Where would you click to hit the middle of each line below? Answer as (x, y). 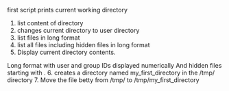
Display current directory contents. (66, 52)
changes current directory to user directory (78, 30)
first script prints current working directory (68, 10)
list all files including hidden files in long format (83, 45)
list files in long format (48, 38)
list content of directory (50, 23)
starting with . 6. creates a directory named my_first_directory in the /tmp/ (111, 73)
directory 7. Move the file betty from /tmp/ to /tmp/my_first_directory (104, 80)
